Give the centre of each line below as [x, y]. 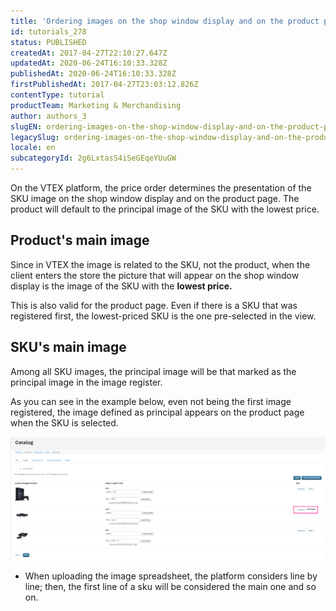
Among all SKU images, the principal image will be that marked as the [153, 371]
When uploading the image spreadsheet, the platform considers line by [171, 576]
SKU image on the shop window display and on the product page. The [155, 198]
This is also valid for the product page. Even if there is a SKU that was [154, 305]
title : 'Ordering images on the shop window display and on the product [165, 21]
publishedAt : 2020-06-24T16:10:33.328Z [93, 74]
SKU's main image [68, 347]
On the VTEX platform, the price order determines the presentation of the [161, 188]
